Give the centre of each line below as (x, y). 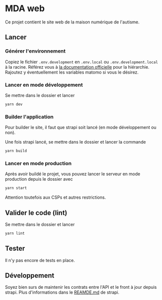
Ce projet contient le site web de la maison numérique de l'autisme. (72, 22)
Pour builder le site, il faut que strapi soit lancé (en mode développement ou (81, 128)
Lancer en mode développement (44, 85)
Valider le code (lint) (36, 213)
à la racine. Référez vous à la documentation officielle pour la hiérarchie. (77, 67)
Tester (15, 249)
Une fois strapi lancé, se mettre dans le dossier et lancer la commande (76, 142)
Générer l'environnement (35, 51)
